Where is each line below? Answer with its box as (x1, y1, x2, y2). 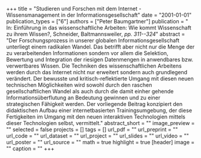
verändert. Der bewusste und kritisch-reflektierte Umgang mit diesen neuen (6, 75, 194, 82)
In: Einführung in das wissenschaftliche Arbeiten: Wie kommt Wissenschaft (6, 24, 191, 31)
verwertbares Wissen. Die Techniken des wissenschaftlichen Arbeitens (6, 62, 182, 69)
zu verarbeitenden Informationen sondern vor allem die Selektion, (6, 50, 169, 56)
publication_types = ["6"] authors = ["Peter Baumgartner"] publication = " (6, 18, 188, 25)
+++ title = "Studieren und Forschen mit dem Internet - (6, 5, 142, 12)
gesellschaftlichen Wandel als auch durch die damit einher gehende (6, 88, 174, 95)
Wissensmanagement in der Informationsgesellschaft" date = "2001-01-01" (6, 11, 192, 19)
